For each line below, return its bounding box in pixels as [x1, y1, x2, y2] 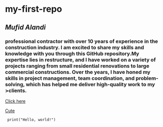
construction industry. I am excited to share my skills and [5, 44, 144, 51]
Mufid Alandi [5, 23, 46, 32]
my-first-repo [5, 3, 62, 15]
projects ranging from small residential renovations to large [5, 63, 150, 69]
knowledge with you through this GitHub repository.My [5, 50, 139, 57]
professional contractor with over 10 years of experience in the [5, 38, 158, 45]
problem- [136, 75, 159, 82]
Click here [5, 98, 26, 104]
